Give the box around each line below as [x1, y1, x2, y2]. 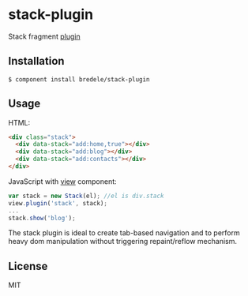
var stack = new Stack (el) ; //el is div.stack [8, 192, 164, 200]
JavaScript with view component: [8, 176, 117, 186]
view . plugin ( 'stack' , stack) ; [8, 199, 108, 207]
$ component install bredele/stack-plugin [8, 75, 150, 84]
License [8, 259, 48, 273]
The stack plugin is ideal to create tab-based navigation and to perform [8, 228, 240, 238]
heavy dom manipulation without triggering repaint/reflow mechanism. [8, 237, 238, 246]
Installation [8, 54, 65, 68]
